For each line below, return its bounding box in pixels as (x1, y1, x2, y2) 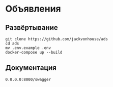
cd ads (5, 41, 19, 46)
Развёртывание (5, 23, 58, 32)
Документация (5, 64, 57, 72)
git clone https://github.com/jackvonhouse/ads (5, 36, 108, 41)
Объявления (5, 3, 61, 15)
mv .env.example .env (5, 46, 51, 51)
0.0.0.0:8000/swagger (5, 77, 51, 82)
